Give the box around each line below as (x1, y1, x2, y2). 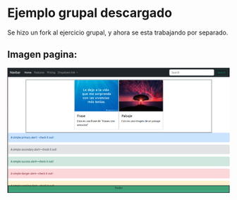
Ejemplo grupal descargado (7, 5, 173, 21)
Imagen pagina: (7, 49, 78, 61)
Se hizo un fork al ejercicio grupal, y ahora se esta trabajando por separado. (7, 28, 229, 37)
